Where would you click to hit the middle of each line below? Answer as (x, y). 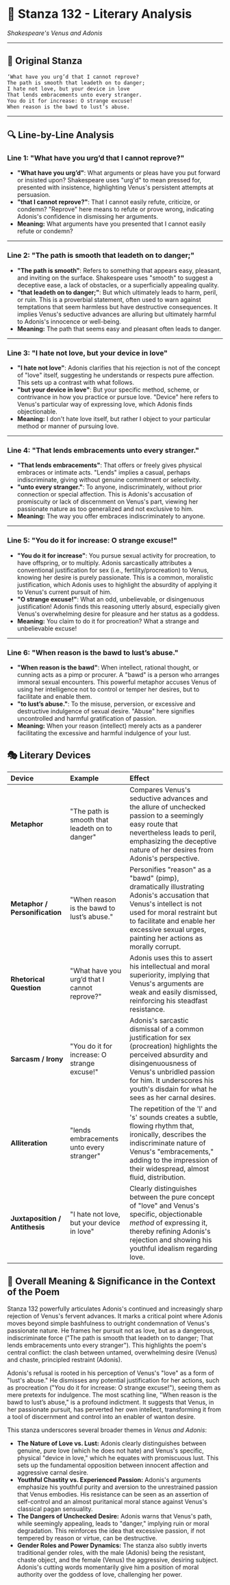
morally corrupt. (155, 946)
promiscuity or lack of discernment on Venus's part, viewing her (107, 502)
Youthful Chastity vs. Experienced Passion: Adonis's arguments (109, 1479)
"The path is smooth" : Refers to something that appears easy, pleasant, (119, 270)
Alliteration (29, 1143)
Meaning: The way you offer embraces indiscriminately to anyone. (111, 516)
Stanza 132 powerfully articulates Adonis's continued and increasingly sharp (115, 1309)
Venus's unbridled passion (172, 1071)
